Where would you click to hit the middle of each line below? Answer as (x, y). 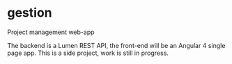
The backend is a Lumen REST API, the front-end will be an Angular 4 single (116, 45)
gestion (30, 13)
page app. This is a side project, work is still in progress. (88, 53)
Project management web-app (51, 32)
